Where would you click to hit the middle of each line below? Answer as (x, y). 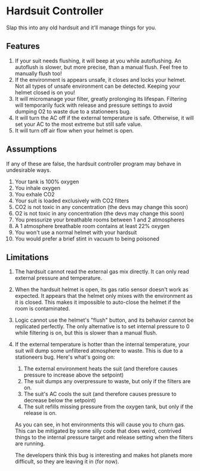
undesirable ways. (29, 170)
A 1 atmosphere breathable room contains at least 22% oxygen (92, 226)
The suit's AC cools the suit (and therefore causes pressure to (100, 394)
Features (23, 46)
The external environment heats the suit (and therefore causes (101, 369)
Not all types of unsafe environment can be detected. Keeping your (98, 86)
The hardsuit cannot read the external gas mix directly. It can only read (102, 272)
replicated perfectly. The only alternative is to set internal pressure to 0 (102, 327)
